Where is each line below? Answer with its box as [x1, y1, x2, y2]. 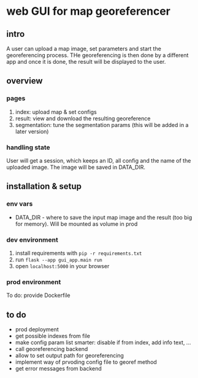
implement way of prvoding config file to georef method [15, 358, 158, 366]
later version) [15, 128, 49, 135]
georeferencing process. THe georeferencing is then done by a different [6, 52, 189, 59]
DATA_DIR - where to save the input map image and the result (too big [15, 214, 192, 221]
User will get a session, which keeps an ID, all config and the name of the [6, 156, 191, 164]
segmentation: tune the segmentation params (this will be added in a [15, 121, 189, 128]
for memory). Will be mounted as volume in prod [15, 220, 138, 228]
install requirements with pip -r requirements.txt [15, 249, 142, 256]
